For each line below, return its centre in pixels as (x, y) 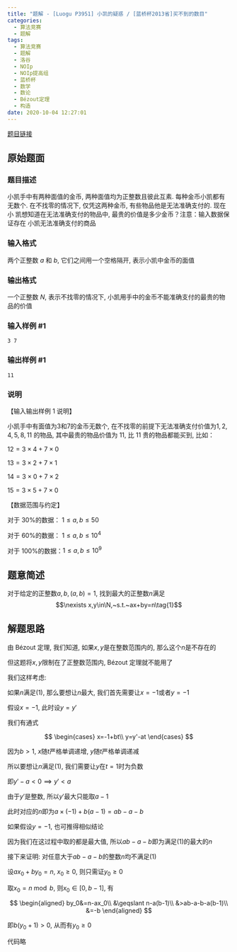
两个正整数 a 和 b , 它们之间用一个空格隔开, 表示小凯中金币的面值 (101, 260)
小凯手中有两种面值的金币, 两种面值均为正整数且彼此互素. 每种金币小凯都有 (116, 197)
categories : (25, 21)
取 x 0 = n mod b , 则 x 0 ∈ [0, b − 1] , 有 (61, 889)
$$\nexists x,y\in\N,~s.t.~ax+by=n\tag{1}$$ (119, 605)
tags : (15, 40)
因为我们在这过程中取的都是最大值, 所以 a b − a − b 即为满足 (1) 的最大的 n (110, 841)
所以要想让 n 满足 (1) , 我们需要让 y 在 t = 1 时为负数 (75, 766)
